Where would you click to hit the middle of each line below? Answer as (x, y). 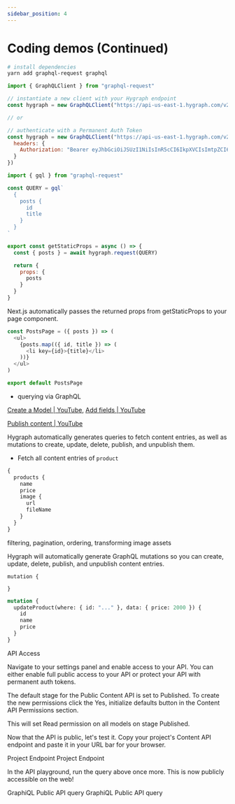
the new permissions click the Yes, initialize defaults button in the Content (114, 703)
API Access (24, 653)
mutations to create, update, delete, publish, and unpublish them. (101, 444)
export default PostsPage (45, 383)
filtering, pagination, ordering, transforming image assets (89, 543)
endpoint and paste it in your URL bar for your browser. (87, 745)
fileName (38, 510)
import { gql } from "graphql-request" (65, 175)
